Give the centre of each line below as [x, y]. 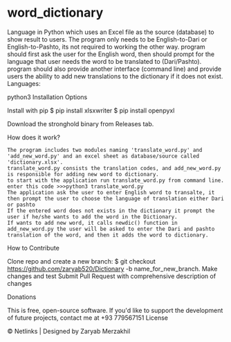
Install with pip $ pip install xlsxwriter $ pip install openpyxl [91, 110]
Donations [22, 297]
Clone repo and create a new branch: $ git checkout [81, 261]
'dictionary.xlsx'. [35, 162]
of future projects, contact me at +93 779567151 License [87, 318]
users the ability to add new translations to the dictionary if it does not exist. [115, 76]
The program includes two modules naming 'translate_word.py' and [105, 150]
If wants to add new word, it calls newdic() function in [92, 223]
